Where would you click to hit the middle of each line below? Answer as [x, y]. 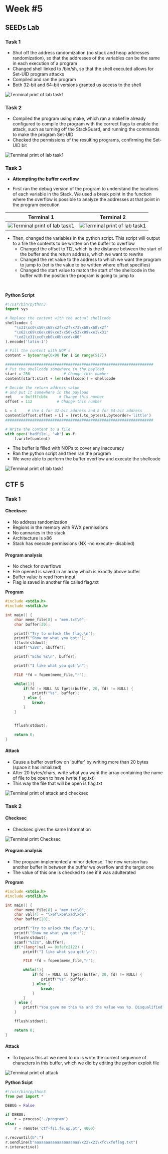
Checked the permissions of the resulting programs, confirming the [82, 140]
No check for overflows [37, 566]
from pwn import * [24, 1096]
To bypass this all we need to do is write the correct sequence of [79, 1057]
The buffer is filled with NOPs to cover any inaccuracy [68, 448]
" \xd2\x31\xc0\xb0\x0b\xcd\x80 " [48, 337]
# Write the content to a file [38, 429]
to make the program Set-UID [43, 134]
